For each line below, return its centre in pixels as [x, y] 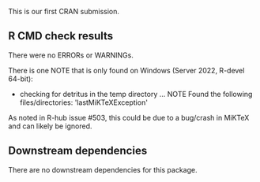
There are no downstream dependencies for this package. [103, 169]
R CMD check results [61, 36]
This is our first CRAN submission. [64, 11]
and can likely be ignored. [50, 126]
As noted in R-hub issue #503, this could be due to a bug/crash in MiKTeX [129, 117]
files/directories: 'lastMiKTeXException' [84, 102]
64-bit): [21, 79]
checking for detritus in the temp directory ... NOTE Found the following [136, 94]
